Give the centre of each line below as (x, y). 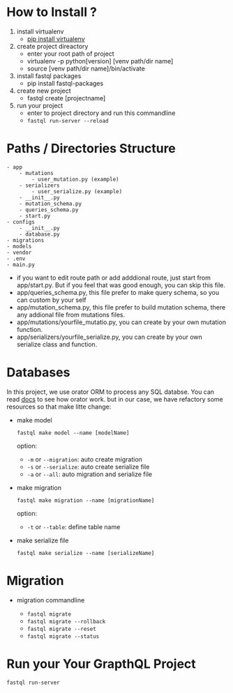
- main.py (21, 265)
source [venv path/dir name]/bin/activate (86, 68)
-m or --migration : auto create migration (84, 459)
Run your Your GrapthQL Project (101, 664)
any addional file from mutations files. (71, 314)
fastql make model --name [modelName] (73, 433)
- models (19, 246)
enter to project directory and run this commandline (101, 113)
